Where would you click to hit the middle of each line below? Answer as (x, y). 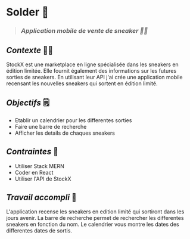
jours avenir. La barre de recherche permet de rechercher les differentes (95, 218)
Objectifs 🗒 (28, 103)
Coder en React (34, 172)
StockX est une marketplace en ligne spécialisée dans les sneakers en (92, 64)
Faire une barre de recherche (51, 126)
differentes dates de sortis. (39, 231)
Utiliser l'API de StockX (43, 179)
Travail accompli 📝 (41, 197)
